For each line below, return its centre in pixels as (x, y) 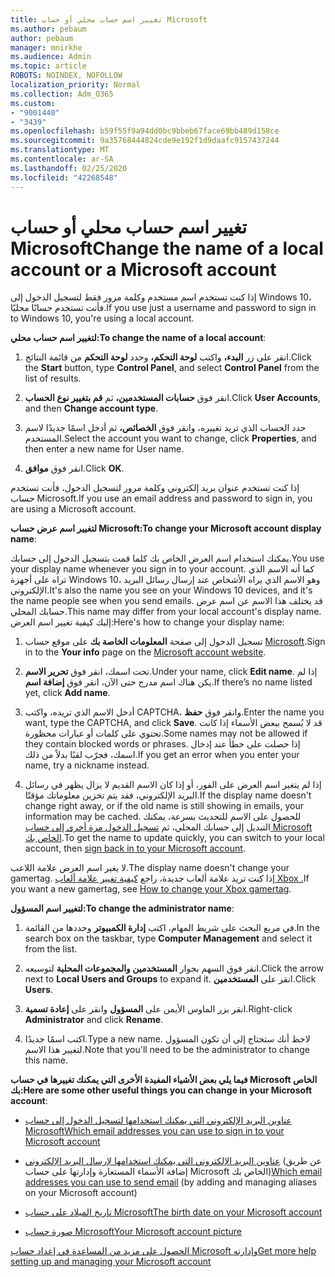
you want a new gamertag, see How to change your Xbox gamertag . (151, 889)
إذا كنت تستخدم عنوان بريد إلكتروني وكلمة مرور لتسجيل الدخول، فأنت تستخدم (155, 488)
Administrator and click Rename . (94, 1020)
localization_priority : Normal (75, 85)
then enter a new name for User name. (104, 449)
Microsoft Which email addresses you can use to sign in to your (154, 1131)
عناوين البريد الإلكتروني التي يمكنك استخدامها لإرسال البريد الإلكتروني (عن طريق (173, 1161)
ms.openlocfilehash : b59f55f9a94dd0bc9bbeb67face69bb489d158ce (145, 131)
